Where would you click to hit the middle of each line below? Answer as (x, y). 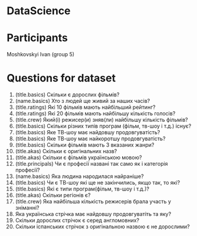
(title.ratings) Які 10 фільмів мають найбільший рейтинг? (85, 107)
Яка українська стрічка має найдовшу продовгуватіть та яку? (93, 214)
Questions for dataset (61, 78)
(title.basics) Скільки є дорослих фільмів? (67, 95)
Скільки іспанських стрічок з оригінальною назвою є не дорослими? (103, 227)
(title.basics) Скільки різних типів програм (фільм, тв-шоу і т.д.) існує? (103, 126)
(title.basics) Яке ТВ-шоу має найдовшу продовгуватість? (88, 132)
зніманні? (27, 208)
